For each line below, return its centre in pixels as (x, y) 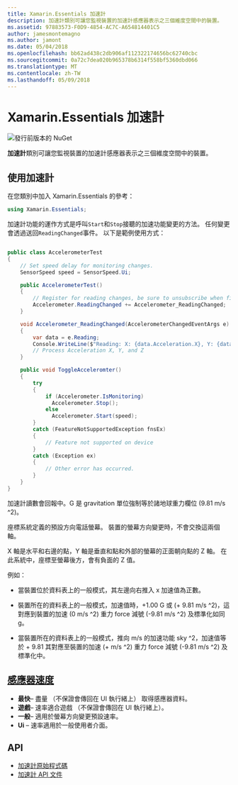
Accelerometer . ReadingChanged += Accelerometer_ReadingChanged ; (130, 305)
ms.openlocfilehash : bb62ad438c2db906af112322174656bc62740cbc (103, 54)
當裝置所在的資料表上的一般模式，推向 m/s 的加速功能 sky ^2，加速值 (119, 638)
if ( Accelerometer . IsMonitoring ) (94, 396)
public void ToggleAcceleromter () (71, 370)
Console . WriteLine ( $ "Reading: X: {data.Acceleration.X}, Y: (123, 344)
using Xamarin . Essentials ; (47, 210)
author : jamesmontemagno (44, 34)
